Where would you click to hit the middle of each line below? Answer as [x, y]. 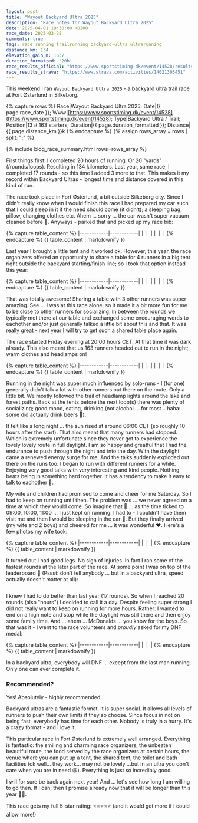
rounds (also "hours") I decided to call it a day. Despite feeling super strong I [99, 603]
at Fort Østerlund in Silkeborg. [42, 95]
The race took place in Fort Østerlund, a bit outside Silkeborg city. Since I [95, 197]
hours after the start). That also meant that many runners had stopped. [92, 432]
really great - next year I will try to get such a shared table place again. [92, 330]
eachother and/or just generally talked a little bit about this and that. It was [96, 324]
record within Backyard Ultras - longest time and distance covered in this [95, 179]
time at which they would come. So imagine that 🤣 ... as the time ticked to [95, 506]
